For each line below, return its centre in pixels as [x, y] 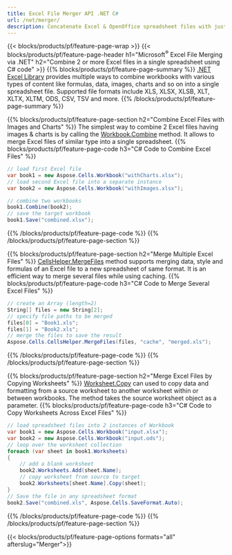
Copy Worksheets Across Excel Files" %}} [67, 413]
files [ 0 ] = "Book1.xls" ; [43, 322]
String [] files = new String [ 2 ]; [55, 310]
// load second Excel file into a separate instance [85, 182]
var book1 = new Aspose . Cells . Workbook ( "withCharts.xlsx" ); [96, 175]
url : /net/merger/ [33, 20]
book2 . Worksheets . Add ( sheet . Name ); [71, 471]
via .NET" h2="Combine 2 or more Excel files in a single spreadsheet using [114, 62]
